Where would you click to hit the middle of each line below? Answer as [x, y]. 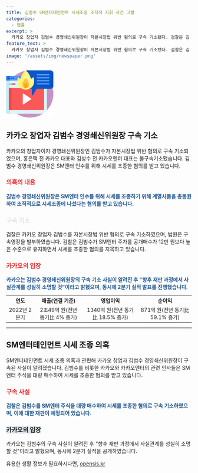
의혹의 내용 [21, 182]
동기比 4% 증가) [59, 317]
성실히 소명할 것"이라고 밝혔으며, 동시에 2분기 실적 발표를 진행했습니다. [107, 287]
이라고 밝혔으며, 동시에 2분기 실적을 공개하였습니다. [78, 451]
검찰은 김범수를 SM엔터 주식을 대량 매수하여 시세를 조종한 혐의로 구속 [85, 406]
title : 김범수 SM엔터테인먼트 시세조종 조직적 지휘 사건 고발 [70, 12]
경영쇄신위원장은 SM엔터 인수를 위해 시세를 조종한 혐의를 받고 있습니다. [99, 166]
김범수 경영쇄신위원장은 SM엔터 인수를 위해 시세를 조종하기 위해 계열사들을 [91, 196]
